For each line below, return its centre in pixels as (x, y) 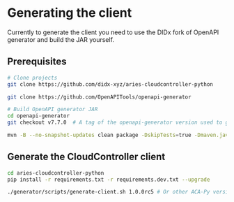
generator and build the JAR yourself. (61, 39)
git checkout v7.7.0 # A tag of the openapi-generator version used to (115, 123)
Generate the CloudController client (86, 157)
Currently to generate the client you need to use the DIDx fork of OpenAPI (113, 32)
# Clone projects (32, 78)
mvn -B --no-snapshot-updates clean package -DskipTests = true (99, 135)
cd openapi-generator (39, 116)
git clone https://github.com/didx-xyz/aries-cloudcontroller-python (110, 84)
